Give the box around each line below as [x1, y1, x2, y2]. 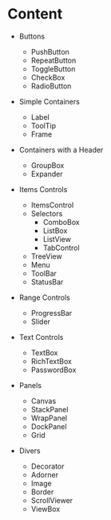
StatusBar [30, 276, 64, 286]
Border [30, 487, 54, 497]
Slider [30, 317, 51, 326]
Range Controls [18, 293, 71, 302]
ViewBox [30, 504, 61, 514]
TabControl [42, 243, 81, 252]
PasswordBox [30, 365, 77, 375]
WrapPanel [30, 413, 68, 423]
